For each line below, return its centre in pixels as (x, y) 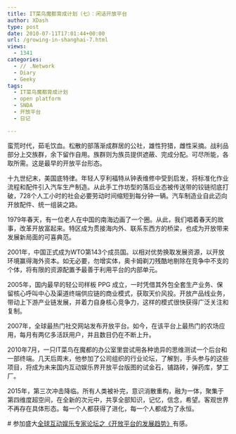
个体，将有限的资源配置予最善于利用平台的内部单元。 (84, 269)
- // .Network (34, 66)
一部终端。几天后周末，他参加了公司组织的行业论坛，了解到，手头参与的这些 (118, 358)
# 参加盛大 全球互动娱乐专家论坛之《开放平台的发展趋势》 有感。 (99, 423)
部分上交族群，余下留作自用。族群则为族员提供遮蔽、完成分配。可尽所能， (115, 154)
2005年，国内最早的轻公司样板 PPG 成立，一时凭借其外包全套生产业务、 (112, 284)
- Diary (25, 72)
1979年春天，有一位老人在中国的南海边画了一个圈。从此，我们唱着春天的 (112, 219)
